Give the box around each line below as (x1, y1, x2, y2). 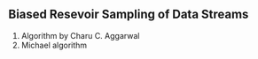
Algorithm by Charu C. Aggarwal (20, 30, 140, 41)
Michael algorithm (20, 40, 88, 50)
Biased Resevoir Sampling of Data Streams (8, 7, 249, 22)
